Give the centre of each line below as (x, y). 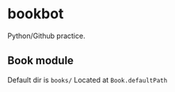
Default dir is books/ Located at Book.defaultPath (87, 79)
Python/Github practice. (46, 36)
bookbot (36, 14)
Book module (41, 61)
